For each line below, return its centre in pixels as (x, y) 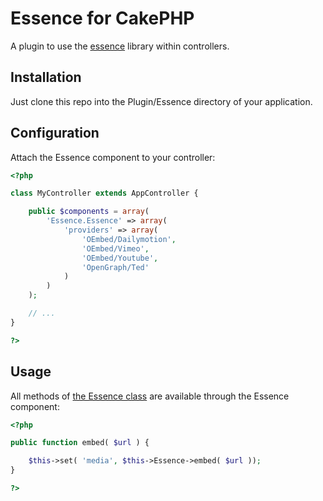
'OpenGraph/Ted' (115, 267)
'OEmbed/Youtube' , (120, 258)
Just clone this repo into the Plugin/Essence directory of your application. (161, 101)
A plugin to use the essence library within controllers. (120, 46)
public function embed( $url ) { (80, 443)
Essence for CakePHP (102, 18)
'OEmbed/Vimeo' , (115, 248)
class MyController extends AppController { (104, 193)
